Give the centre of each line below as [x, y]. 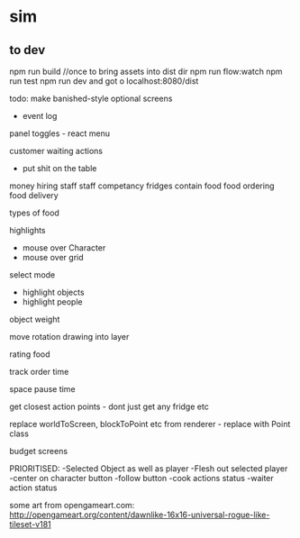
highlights [28, 230]
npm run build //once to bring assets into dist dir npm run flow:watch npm [146, 71]
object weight [35, 319]
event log [40, 116]
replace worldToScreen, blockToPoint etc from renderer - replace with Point [150, 424]
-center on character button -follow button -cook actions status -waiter [142, 478]
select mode [32, 275]
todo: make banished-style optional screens [91, 98]
